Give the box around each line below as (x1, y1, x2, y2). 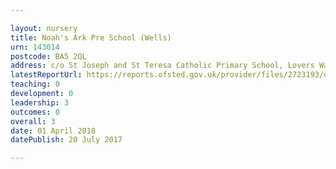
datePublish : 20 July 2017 (10, 135, 123, 145)
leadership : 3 (10, 97, 70, 108)
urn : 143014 (10, 42, 60, 52)
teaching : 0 (10, 79, 60, 90)
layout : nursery (10, 23, 78, 33)
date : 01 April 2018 (10, 126, 97, 136)
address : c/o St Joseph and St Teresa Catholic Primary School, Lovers (10, 61, 315, 71)
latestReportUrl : (10, 70, 83, 80)
